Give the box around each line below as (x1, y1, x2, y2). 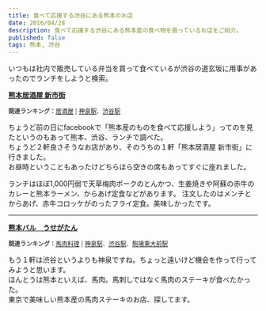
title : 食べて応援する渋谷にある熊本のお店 (8, 11, 133, 20)
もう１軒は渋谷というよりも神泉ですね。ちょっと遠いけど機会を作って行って (8, 255, 257, 265)
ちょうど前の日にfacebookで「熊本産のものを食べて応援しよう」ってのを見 (8, 123, 253, 132)
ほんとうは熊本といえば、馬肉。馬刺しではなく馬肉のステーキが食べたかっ (8, 275, 251, 285)
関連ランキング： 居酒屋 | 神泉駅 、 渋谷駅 (8, 108, 121, 116)
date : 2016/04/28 (8, 19, 66, 27)
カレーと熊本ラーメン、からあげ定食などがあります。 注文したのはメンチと (8, 189, 252, 199)
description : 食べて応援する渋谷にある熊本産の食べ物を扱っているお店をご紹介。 (8, 26, 243, 34)
